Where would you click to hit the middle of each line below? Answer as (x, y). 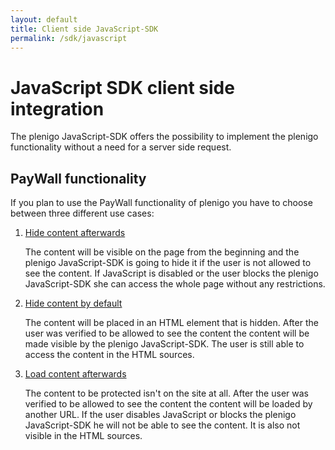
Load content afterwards (75, 374)
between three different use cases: (82, 213)
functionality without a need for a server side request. (121, 147)
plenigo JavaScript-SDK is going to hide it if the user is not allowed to (168, 263)
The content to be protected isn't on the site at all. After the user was (166, 393)
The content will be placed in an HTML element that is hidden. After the (171, 323)
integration (57, 108)
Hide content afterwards (75, 233)
